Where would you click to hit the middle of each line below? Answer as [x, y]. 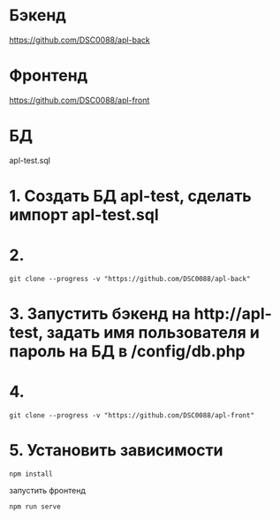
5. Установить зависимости [116, 451]
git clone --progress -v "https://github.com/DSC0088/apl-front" [132, 416]
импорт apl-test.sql [84, 215]
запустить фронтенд [48, 490]
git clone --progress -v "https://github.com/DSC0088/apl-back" [130, 279]
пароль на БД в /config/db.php [127, 352]
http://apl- [233, 314]
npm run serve [35, 507]
